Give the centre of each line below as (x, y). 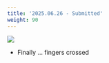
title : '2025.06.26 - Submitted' (55, 13)
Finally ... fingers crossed (53, 52)
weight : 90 (23, 20)
